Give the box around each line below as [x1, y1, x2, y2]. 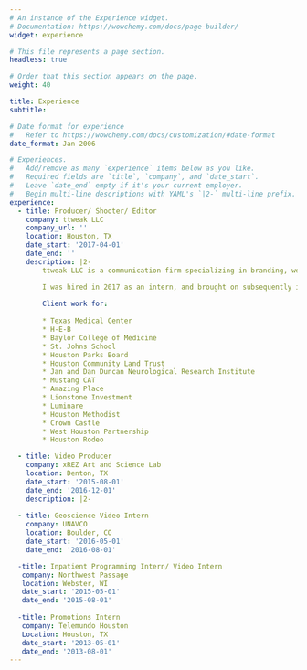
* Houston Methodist [42, 409, 121, 419]
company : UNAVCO [26, 520, 89, 529]
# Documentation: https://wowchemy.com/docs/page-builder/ [9, 22, 239, 31]
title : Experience [9, 97, 79, 106]
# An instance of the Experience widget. [9, 13, 170, 23]
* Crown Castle [42, 418, 101, 428]
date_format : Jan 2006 [9, 139, 96, 148]
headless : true [9, 56, 68, 65]
